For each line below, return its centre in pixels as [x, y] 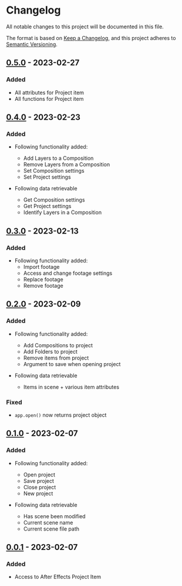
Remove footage [43, 286]
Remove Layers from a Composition [67, 164]
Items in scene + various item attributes [71, 387]
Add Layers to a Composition [58, 158]
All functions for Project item [49, 98]
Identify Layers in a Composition [62, 212]
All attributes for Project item [49, 93]
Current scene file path [51, 529]
